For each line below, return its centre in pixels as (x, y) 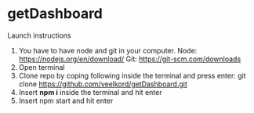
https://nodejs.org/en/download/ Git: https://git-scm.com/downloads (130, 59)
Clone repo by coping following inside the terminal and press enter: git (132, 75)
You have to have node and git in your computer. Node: (108, 50)
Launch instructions (39, 35)
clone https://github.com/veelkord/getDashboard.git (103, 84)
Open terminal (42, 67)
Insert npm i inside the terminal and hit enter (90, 92)
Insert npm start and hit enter (66, 100)
